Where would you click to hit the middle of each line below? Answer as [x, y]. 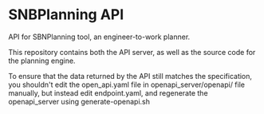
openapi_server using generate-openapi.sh [79, 101]
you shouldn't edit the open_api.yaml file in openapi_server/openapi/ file [127, 85]
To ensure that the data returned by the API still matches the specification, [130, 76]
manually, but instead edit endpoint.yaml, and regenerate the [108, 92]
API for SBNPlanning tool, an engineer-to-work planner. [99, 37]
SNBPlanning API [66, 15]
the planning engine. [42, 61]
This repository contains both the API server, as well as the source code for [132, 52]
